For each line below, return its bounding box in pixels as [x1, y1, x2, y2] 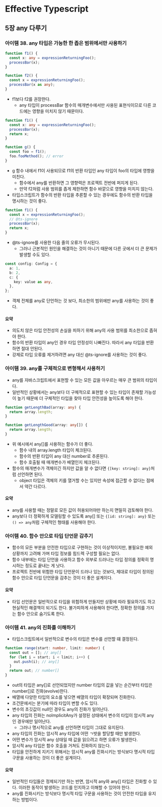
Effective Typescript [5, 3, 88, 15]
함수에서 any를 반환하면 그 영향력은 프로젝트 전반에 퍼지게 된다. [19, 179, 139, 185]
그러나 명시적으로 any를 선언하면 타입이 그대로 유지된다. [19, 725, 125, 730]
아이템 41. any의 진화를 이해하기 [5, 624, 76, 631]
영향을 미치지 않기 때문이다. [32, 108, 84, 114]
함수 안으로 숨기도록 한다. [17, 611, 65, 616]
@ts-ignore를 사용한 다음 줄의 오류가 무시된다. [12, 240, 101, 245]
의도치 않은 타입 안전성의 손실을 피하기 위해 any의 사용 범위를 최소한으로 [12, 327, 148, 333]
